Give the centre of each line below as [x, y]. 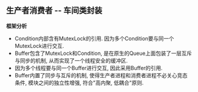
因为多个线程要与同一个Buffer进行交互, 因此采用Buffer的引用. [89, 68]
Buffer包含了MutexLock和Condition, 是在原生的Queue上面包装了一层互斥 [103, 53]
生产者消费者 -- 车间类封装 [54, 11]
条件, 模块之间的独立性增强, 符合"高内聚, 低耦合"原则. [79, 83]
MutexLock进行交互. [39, 45]
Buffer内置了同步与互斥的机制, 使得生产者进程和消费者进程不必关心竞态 [101, 75]
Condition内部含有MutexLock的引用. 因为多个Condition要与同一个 [94, 38]
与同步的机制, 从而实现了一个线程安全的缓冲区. [71, 60]
